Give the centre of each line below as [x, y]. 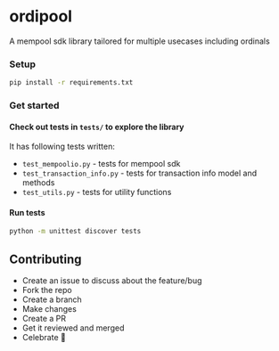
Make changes [49, 309]
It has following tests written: [62, 147]
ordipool [41, 16]
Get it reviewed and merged [73, 328]
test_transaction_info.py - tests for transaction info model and [139, 173]
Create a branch [52, 299]
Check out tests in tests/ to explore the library [97, 127]
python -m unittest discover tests [75, 232]
